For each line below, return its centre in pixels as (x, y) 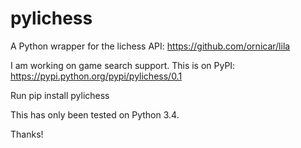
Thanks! (27, 134)
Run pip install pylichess (60, 95)
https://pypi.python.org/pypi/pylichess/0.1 (96, 76)
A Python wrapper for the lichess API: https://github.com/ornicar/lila (150, 46)
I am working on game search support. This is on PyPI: (123, 65)
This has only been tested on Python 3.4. (95, 114)
